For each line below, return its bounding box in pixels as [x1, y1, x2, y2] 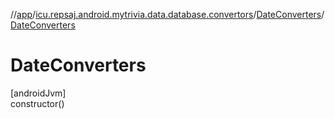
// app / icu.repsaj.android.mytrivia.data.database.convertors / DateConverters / [10, 9, 325, 20]
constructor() [10, 97, 65, 109]
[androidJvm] [10, 87, 67, 99]
